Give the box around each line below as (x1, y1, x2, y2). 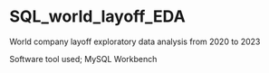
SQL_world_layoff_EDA (9, 6, 186, 27)
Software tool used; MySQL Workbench (9, 53, 158, 64)
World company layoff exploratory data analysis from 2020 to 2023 (9, 36, 261, 47)
